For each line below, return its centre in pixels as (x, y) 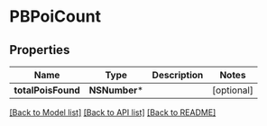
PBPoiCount (55, 17)
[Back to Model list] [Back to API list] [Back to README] (113, 112)
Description (178, 75)
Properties (40, 50)
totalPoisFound (47, 90)
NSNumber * (116, 90)
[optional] (233, 90)
